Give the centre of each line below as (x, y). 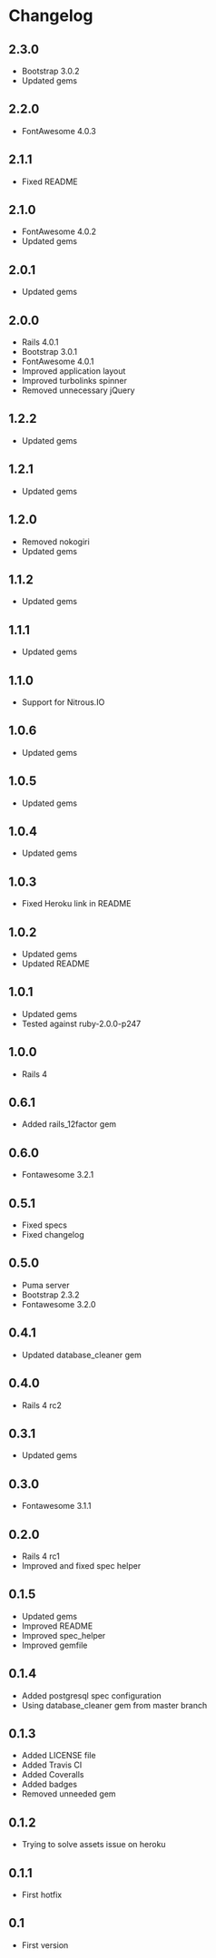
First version (45, 1945)
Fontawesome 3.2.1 (58, 1175)
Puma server (45, 1285)
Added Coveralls (53, 1775)
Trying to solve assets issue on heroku (93, 1845)
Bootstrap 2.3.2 (50, 1295)
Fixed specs (44, 1225)
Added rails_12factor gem (69, 1124)
